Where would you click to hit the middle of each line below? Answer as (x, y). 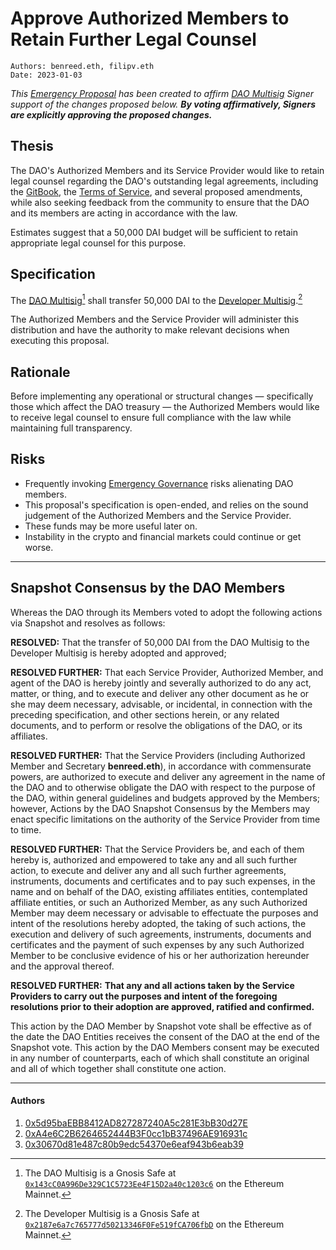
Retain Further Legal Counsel (133, 39)
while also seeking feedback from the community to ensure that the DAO (160, 202)
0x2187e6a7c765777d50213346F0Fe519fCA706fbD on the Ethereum (154, 1224)
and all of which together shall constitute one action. (118, 1068)
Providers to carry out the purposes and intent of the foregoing (144, 996)
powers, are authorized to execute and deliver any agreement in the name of (168, 776)
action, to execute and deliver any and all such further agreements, (148, 870)
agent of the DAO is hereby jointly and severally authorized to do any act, (161, 683)
